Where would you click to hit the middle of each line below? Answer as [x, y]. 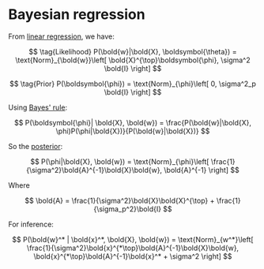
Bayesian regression [77, 15]
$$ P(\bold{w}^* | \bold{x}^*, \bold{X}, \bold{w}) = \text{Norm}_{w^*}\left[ [133, 239]
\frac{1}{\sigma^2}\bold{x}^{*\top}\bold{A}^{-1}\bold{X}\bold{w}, [133, 248]
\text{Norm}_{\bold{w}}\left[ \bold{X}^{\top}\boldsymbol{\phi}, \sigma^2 [133, 60]
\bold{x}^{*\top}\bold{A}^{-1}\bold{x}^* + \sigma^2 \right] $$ [133, 256]
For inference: [31, 224]
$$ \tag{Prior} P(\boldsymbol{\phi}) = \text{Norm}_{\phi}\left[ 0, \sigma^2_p [133, 84]
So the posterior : [36, 146]
